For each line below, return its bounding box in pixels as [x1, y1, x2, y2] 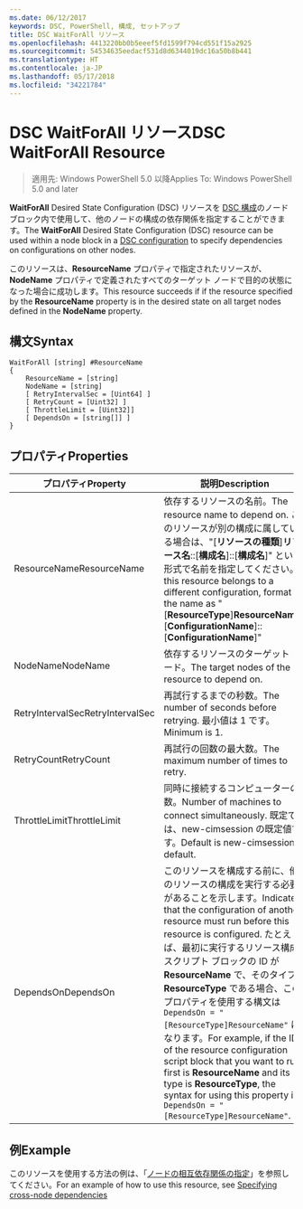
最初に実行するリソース [181, 941, 281, 954]
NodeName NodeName [14, 659, 111, 672]
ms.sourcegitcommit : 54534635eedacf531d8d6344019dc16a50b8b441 [9, 47, 252, 56]
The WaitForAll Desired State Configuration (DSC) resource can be [23, 224, 273, 235]
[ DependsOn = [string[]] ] [25, 413, 131, 423]
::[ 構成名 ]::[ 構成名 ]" [190, 549, 273, 562]
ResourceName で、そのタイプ [163, 968, 297, 981]
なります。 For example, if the [163, 1032, 287, 1044]
